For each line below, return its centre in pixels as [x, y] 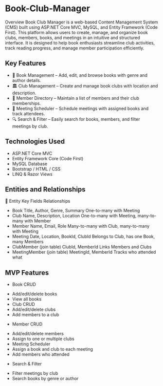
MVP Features [27, 272]
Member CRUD [27, 324]
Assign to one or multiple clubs [43, 339]
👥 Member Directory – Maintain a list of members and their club [76, 98]
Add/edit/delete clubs [34, 310]
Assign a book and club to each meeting [53, 349]
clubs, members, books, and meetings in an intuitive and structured [72, 38]
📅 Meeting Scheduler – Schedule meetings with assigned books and [80, 108]
